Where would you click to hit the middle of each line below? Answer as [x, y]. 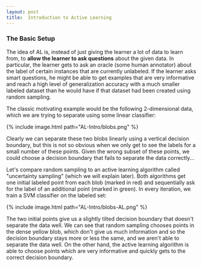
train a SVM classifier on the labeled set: [56, 195]
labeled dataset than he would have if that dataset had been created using [99, 90]
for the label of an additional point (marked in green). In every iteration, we [99, 189]
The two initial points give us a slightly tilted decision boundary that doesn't [100, 219]
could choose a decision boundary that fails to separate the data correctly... [100, 157]
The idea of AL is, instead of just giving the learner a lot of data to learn [95, 51]
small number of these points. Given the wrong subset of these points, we [98, 151]
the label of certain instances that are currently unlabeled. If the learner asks [101, 71]
